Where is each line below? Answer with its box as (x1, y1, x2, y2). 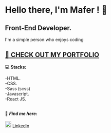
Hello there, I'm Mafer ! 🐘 (5, 4, 108, 16)
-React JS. (5, 96, 26, 102)
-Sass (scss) (5, 85, 31, 92)
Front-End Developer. (5, 24, 72, 32)
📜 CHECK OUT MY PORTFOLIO (5, 51, 99, 59)
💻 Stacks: (5, 64, 27, 70)
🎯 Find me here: (5, 111, 37, 116)
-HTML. (5, 75, 21, 81)
